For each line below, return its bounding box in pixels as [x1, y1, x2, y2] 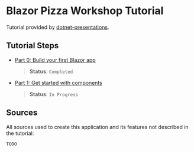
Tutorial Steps [6, 41, 59, 51]
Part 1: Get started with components [14, 79, 102, 86]
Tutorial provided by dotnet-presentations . [6, 24, 109, 31]
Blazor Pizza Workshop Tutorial [6, 4, 164, 18]
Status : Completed [29, 68, 73, 75]
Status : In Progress [29, 90, 79, 98]
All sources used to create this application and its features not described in [6, 123, 189, 130]
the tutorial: [6, 130, 34, 137]
